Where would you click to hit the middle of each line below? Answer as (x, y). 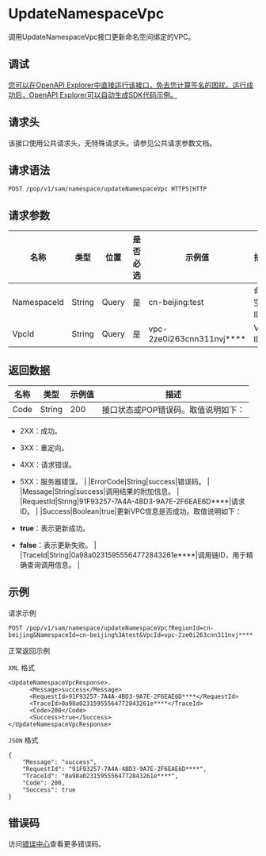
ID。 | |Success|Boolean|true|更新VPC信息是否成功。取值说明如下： (131, 511)
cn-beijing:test (176, 303)
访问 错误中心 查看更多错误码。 (57, 843)
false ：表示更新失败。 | (58, 545)
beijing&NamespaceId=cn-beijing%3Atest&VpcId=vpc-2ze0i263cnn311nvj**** (131, 635)
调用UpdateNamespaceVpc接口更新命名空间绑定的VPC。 (102, 37)
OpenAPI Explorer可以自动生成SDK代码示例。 (103, 94)
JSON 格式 (23, 740)
